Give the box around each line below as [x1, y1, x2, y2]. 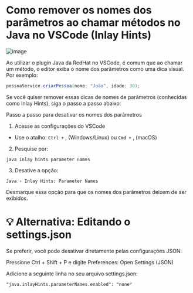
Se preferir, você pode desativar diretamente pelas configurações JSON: [6, 247, 182, 254]
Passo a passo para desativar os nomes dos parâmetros [6, 111, 142, 118]
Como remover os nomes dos [6, 4, 152, 17]
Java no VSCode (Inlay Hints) [6, 29, 151, 42]
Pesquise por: [14, 145, 49, 152]
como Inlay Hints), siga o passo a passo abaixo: [6, 100, 121, 107]
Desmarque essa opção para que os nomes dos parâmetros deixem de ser [6, 188, 187, 195]
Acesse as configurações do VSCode [14, 122, 106, 130]
